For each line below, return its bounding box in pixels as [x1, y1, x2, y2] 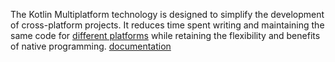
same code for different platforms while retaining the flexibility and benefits [10, 30, 321, 41]
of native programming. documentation [10, 40, 172, 52]
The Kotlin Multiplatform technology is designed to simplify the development [10, 9, 325, 20]
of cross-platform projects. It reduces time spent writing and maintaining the [10, 19, 325, 31]
